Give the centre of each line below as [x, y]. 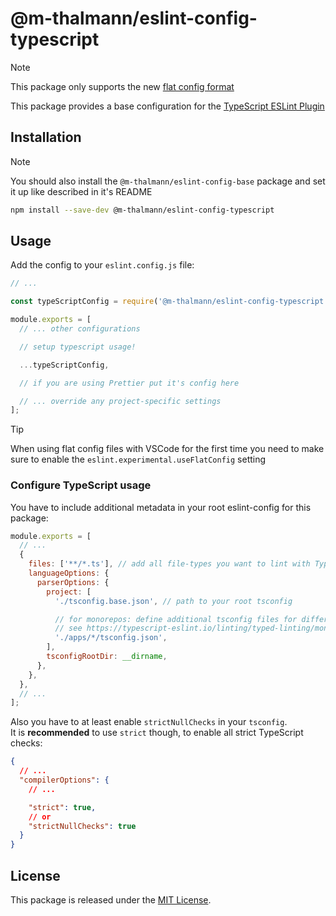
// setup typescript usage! [78, 347]
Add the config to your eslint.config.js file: [102, 265]
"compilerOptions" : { [64, 780]
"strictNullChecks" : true [82, 826]
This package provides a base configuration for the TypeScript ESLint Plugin [167, 106]
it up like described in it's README [81, 191]
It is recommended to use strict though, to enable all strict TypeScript [157, 733]
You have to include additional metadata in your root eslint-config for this [161, 507]
